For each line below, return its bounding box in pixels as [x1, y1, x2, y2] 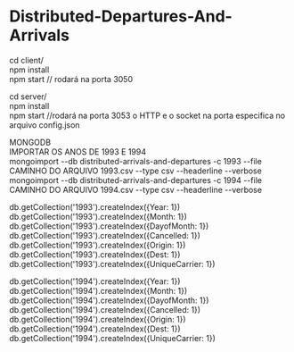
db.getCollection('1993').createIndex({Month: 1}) [9, 211, 187, 222]
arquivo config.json [9, 119, 80, 130]
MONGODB [9, 137, 52, 147]
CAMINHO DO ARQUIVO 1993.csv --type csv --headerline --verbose [9, 165, 263, 176]
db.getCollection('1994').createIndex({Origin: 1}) [9, 314, 186, 324]
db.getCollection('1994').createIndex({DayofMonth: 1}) [9, 295, 209, 306]
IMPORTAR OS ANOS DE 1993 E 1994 [9, 146, 147, 157]
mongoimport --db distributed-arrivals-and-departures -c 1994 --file [9, 174, 263, 185]
